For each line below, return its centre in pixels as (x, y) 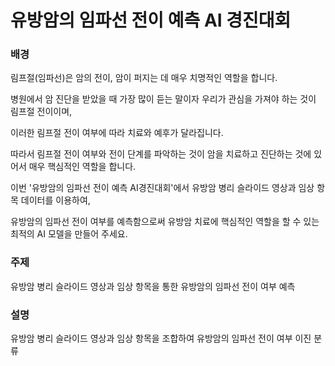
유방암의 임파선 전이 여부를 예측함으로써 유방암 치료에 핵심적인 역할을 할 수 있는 (165, 222)
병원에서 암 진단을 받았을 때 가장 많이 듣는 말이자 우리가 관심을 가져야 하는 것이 (163, 99)
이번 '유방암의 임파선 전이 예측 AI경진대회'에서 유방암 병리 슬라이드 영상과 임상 (162, 188)
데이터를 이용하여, (55, 200)
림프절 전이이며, (41, 112)
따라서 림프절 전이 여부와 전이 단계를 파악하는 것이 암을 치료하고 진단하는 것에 (161, 154)
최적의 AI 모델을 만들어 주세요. (69, 234)
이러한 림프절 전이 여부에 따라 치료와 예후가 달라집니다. (117, 133)
